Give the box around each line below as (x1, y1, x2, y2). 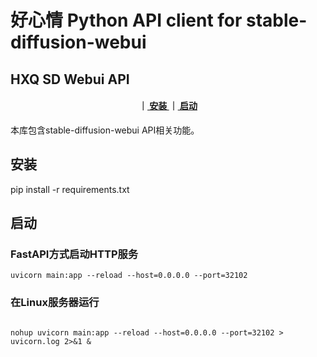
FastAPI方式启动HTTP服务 (10, 247, 139, 261)
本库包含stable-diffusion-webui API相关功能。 (10, 124, 200, 136)
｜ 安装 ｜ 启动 (138, 100, 198, 112)
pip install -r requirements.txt (10, 183, 130, 195)
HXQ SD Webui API (10, 71, 130, 88)
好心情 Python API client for (10, 9, 243, 32)
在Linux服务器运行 (10, 296, 100, 310)
